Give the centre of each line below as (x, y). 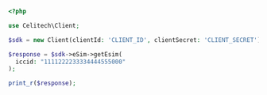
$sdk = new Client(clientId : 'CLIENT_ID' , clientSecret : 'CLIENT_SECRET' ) (135, 40)
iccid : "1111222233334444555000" (71, 62)
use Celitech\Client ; (44, 25)
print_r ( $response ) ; (43, 83)
